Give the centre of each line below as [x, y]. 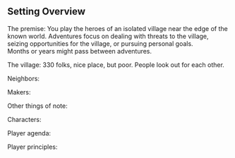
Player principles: [32, 147]
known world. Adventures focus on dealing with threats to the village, [108, 36]
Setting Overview [47, 12]
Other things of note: [38, 106]
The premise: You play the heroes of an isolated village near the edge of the [117, 28]
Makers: [19, 92]
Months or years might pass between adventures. [80, 51]
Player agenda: [29, 133]
